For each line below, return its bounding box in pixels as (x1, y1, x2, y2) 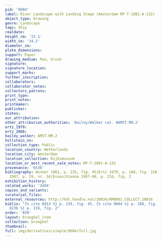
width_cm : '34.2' (5, 39, 40, 44)
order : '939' (5, 210, 32, 215)
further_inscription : (5, 75, 49, 80)
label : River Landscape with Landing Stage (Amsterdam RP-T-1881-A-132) (5, 12, 155, 17)
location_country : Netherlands (5, 147, 68, 152)
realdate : (5, 30, 25, 34)
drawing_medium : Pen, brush (5, 57, 62, 62)
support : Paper (5, 52, 36, 57)
